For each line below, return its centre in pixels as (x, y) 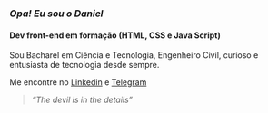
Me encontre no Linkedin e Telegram (78, 82)
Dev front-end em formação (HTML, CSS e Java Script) (115, 35)
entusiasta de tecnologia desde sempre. (84, 65)
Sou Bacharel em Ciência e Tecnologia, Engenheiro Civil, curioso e (134, 55)
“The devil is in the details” (82, 100)
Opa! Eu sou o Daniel (56, 14)
